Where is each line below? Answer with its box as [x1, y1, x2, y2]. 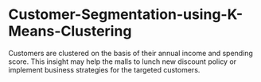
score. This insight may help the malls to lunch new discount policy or [8, 57, 237, 66]
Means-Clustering [8, 22, 132, 40]
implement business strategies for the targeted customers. [8, 65, 201, 74]
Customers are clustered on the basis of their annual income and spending [8, 48, 253, 58]
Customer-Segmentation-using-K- [8, 6, 243, 24]
